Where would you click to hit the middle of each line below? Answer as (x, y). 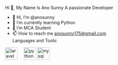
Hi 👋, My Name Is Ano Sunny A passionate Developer (59, 8)
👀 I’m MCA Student (31, 28)
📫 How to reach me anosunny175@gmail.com (59, 33)
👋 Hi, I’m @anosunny (33, 17)
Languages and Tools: (35, 40)
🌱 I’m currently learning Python (44, 23)
